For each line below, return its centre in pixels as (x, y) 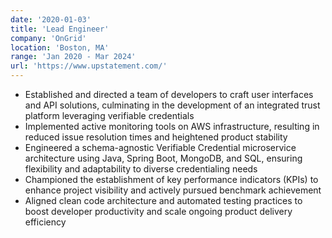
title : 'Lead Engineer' (60, 29)
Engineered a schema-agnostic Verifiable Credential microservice (160, 147)
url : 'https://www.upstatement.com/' (89, 66)
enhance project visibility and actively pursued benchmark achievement (173, 190)
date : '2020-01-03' (51, 19)
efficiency (45, 222)
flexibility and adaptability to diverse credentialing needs (141, 169)
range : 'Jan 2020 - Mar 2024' (73, 57)
